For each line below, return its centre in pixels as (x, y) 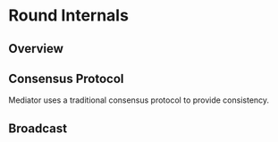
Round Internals (68, 16)
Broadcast (38, 128)
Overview (36, 49)
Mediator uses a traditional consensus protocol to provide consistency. (139, 100)
